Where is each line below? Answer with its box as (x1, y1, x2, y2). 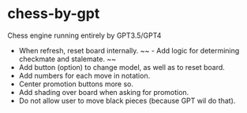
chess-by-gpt (7, 5, 100, 23)
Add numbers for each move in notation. (18, 71, 151, 80)
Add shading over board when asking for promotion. (18, 87, 189, 97)
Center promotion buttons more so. (18, 79, 133, 89)
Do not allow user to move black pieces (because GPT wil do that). (18, 96, 236, 105)
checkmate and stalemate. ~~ (18, 54, 116, 64)
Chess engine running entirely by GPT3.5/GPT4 (7, 31, 162, 40)
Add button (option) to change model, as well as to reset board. (18, 62, 226, 71)
